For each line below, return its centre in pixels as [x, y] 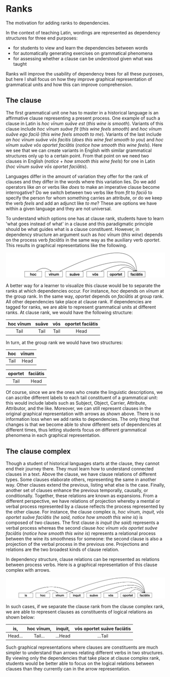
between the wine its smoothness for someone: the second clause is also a [84, 539]
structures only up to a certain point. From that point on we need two [77, 155]
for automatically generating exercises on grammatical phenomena [83, 53]
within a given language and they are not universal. [59, 209]
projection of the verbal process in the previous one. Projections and [77, 544]
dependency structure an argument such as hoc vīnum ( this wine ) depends [84, 234]
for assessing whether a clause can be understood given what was [83, 58]
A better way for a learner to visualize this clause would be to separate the [83, 286]
